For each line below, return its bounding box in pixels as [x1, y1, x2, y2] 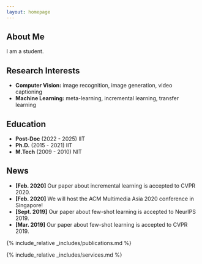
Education [6, 119, 47, 129]
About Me [6, 32, 45, 42]
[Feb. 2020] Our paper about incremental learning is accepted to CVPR [15, 182, 196, 189]
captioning [15, 88, 43, 95]
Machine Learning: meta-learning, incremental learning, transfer [15, 95, 179, 102]
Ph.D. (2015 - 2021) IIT [15, 142, 73, 149]
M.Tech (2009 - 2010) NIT [15, 148, 83, 156]
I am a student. [6, 48, 44, 55]
